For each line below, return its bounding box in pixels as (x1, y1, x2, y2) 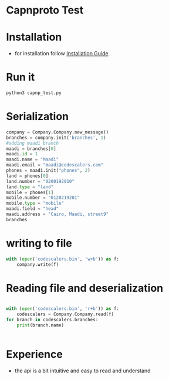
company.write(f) (16, 261, 59, 268)
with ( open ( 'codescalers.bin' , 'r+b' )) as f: (6, 306, 119, 312)
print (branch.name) (16, 322, 65, 328)
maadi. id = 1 (6, 151, 38, 157)
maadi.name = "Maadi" (6, 156, 59, 162)
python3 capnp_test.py (6, 90, 62, 96)
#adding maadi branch (6, 140, 59, 146)
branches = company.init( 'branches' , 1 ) (6, 135, 107, 141)
